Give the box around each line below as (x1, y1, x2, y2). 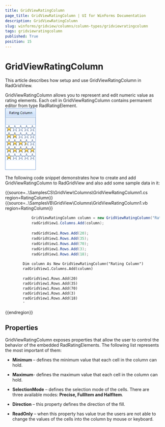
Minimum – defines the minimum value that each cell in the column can (12, 356, 157, 362)
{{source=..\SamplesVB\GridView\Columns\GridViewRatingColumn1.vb (5, 200, 148, 206)
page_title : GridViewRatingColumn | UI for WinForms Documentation (5, 13, 146, 18)
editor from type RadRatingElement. (5, 103, 78, 108)
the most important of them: (5, 347, 62, 353)
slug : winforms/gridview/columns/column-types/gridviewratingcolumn (5, 24, 148, 29)
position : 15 (5, 39, 32, 44)
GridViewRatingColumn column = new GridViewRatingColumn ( (31, 215, 153, 220)
